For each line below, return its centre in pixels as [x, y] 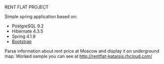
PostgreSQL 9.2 [28, 26]
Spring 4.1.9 [24, 36]
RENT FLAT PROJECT [27, 7]
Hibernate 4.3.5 [27, 31]
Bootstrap [22, 42]
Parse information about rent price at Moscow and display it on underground [82, 51]
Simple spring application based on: [41, 16]
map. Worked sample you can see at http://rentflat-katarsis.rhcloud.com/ [79, 56]
